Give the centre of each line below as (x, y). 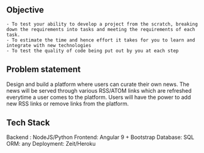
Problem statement (44, 69)
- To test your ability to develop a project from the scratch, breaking (102, 24)
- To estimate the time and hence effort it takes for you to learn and (101, 40)
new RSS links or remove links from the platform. (68, 104)
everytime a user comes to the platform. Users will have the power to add (99, 97)
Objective (25, 10)
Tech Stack (28, 123)
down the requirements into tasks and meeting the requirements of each (101, 29)
